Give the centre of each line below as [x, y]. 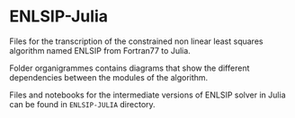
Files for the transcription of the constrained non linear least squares [136, 41]
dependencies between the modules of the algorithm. [109, 77]
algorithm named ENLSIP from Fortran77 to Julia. [100, 50]
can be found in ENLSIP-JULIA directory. [82, 104]
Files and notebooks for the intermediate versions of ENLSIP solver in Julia [147, 95]
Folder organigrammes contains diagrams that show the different [130, 68]
